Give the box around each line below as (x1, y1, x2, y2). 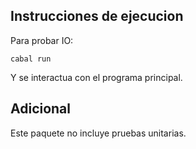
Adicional (10, 100, 72, 118)
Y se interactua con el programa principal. (10, 71, 183, 83)
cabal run (10, 54, 52, 64)
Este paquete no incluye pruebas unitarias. (10, 127, 187, 139)
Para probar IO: (10, 34, 74, 46)
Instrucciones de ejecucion (10, 8, 184, 25)
